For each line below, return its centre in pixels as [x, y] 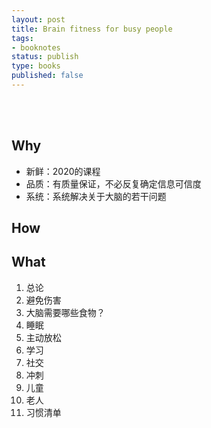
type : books [36, 66]
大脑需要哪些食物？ [65, 312]
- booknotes [36, 47]
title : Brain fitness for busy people [92, 29]
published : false [47, 76]
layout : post [38, 19]
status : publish [45, 57]
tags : [22, 38]
